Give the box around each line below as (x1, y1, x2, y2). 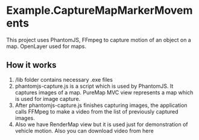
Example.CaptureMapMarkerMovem (6, 4, 193, 17)
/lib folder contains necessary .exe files (14, 76, 113, 83)
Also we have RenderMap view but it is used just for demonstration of (14, 121, 188, 128)
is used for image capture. (14, 95, 81, 102)
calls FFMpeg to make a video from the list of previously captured (14, 108, 179, 115)
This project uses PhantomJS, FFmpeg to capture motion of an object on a (6, 36, 191, 43)
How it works (6, 60, 57, 70)
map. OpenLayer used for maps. (6, 43, 86, 50)
